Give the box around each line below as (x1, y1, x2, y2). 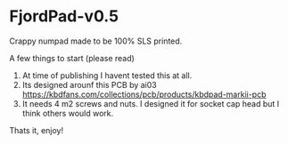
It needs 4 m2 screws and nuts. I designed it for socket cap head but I (21, 98, 280, 108)
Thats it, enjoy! (9, 124, 64, 135)
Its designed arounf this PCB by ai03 (21, 79, 158, 90)
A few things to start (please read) (9, 52, 136, 63)
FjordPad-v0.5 (9, 6, 119, 27)
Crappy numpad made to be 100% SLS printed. (9, 36, 183, 46)
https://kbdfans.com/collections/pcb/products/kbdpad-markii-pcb (21, 89, 267, 100)
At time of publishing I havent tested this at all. (21, 69, 193, 81)
